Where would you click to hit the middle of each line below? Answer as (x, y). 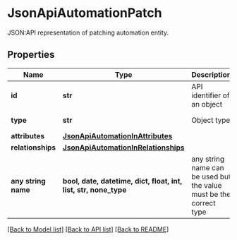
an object (207, 104)
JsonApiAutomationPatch (85, 13)
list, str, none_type (95, 190)
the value (207, 185)
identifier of (211, 95)
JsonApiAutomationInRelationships (123, 148)
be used (205, 176)
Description (211, 74)
